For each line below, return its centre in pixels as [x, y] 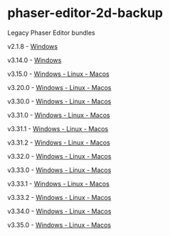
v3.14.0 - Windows [34, 60]
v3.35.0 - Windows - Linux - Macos [59, 225]
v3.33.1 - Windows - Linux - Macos [59, 184]
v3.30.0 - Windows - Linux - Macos [59, 101]
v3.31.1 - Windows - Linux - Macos [58, 128]
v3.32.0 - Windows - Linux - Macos [59, 156]
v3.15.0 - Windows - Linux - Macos [58, 74]
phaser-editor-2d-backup [85, 13]
